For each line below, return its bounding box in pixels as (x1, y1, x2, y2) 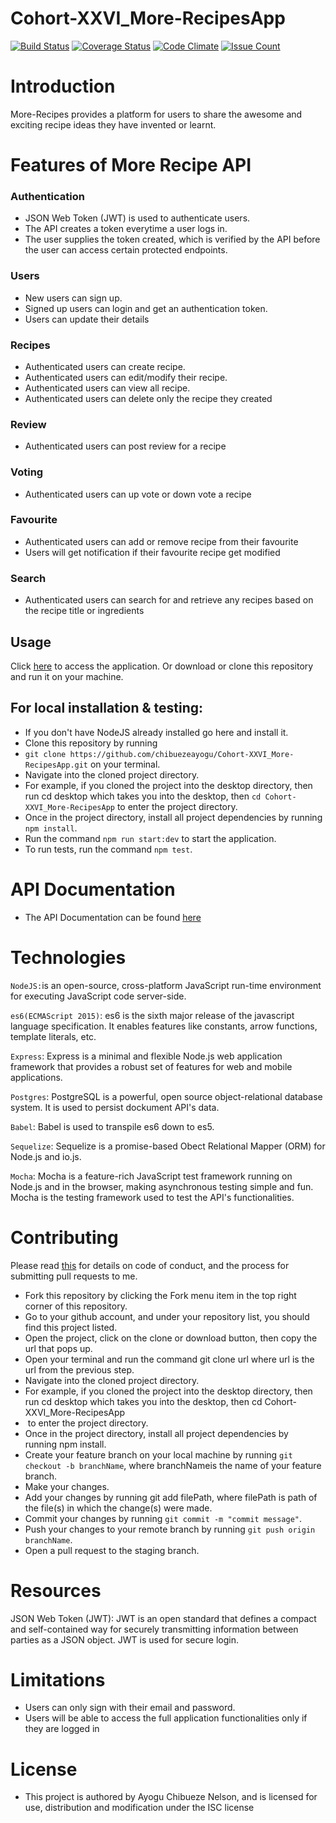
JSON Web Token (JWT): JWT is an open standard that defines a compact (10, 1612, 317, 1624)
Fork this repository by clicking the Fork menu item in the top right (24, 1289, 297, 1301)
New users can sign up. (24, 292, 123, 304)
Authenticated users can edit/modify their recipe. (24, 371, 228, 383)
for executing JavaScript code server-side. (10, 990, 187, 1002)
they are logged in (24, 1723, 100, 1735)
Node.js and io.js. (10, 1150, 82, 1162)
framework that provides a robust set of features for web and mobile (10, 1060, 293, 1072)
